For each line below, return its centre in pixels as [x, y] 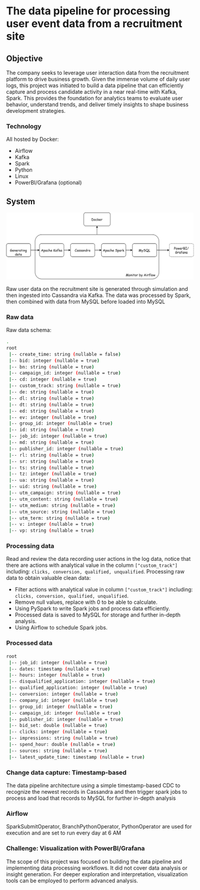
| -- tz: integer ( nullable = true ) [53, 474]
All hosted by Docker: [32, 139]
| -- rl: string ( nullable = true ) [51, 455]
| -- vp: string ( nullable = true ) [51, 531]
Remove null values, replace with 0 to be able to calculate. [86, 602]
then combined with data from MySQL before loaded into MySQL [86, 301]
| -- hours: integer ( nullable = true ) [57, 675]
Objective [25, 58]
